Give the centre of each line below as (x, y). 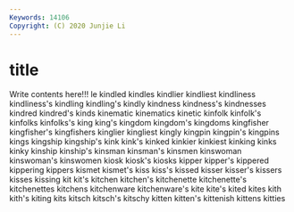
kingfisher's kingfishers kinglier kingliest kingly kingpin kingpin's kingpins (144, 132)
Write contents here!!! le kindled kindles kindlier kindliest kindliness (133, 94)
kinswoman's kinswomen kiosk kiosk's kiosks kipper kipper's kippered (139, 160)
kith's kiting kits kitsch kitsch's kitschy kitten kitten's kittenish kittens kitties (147, 199)
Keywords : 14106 (39, 17)
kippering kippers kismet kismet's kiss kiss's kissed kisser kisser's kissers (146, 170)
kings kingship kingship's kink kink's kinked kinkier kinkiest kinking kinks (143, 142)
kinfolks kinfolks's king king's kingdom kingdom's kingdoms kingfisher (139, 123)
